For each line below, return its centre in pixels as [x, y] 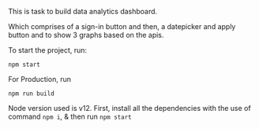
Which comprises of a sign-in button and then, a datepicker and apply [122, 26]
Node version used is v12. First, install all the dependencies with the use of [129, 108]
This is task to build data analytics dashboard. [83, 11]
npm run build [32, 94]
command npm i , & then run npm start [70, 116]
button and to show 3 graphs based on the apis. [86, 35]
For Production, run [39, 79]
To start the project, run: [48, 50]
